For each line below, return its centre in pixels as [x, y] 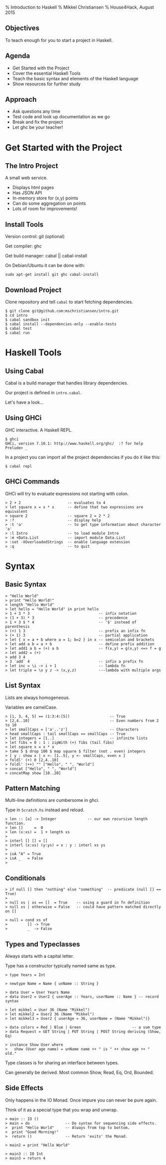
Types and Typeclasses [43, 944]
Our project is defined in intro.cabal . [43, 393]
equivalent [16, 511]
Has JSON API [27, 193]
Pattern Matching [33, 788]
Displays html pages [33, 188]
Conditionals [25, 878]
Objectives [22, 28]
